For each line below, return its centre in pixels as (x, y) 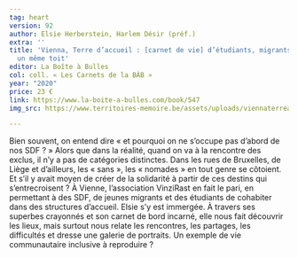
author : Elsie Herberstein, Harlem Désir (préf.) (103, 34)
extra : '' (27, 42)
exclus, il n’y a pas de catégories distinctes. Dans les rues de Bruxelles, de (145, 160)
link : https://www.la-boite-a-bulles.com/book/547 (105, 100)
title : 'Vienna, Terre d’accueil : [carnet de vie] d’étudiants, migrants (150, 51)
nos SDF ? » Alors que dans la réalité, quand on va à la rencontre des (135, 151)
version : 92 (31, 26)
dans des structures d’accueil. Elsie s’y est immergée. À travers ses (132, 207)
